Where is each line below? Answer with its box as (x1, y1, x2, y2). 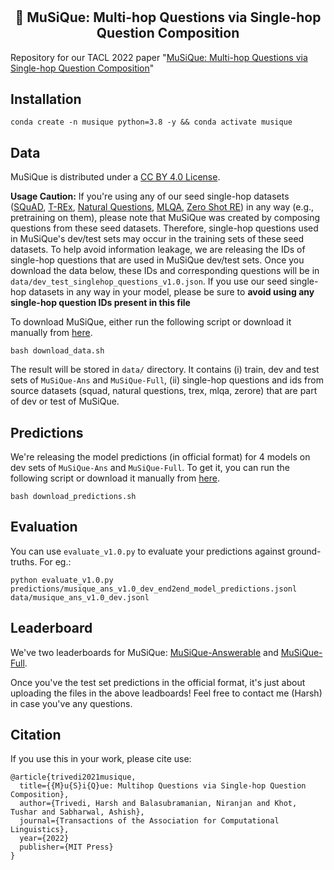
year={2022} (19, 834, 70, 844)
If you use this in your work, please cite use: (10, 753, 192, 765)
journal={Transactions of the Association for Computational (19, 816, 280, 826)
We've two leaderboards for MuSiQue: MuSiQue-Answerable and (10, 646, 279, 658)
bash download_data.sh (10, 346, 105, 356)
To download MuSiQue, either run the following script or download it (10, 316, 292, 328)
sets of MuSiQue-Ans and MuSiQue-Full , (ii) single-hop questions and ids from (10, 374, 324, 386)
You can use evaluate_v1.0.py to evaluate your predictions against (10, 545, 286, 557)
